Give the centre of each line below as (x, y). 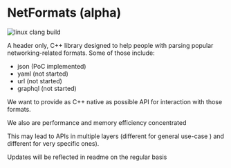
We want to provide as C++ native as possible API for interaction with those (115, 101)
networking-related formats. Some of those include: (81, 53)
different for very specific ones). (53, 143)
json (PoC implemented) (52, 66)
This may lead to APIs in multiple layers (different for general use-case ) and (116, 136)
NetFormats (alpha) (64, 13)
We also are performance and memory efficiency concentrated (97, 122)
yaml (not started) (43, 74)
